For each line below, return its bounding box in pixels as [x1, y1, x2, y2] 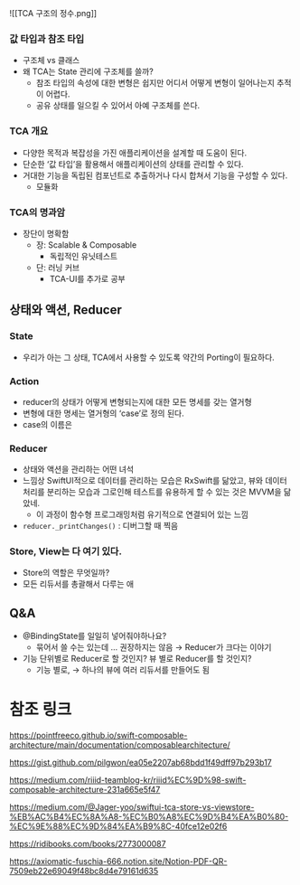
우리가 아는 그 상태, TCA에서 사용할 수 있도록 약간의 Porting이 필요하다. [22, 352, 276, 362]
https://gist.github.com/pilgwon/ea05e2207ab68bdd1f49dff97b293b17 [9, 758, 273, 768]
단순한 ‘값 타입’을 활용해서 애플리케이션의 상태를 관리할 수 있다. [22, 158, 244, 169]
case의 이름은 [22, 419, 72, 429]
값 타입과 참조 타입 [9, 33, 85, 45]
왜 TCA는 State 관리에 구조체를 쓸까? [22, 66, 154, 77]
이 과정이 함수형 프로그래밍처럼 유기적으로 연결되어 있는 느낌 [35, 509, 248, 520]
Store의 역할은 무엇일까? [22, 568, 110, 579]
